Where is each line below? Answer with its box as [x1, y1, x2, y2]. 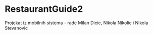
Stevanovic [5, 25, 28, 31]
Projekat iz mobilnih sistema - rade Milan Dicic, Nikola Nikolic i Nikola [5, 20, 148, 26]
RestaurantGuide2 [5, 3, 83, 15]
